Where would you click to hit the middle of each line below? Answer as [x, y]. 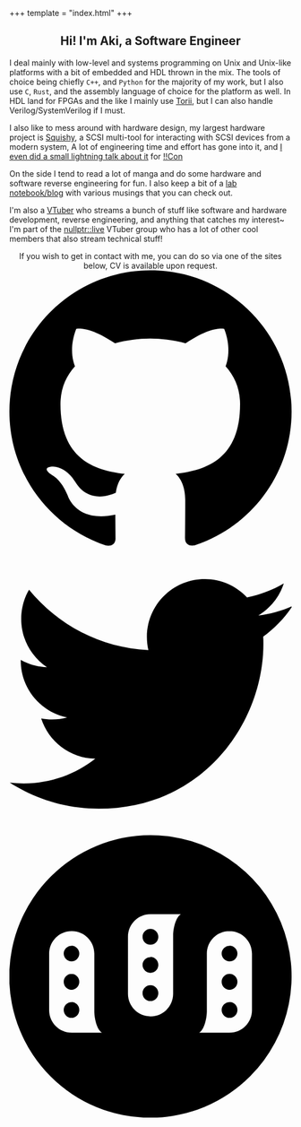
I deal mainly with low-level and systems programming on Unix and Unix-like [150, 63]
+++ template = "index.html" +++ [71, 13]
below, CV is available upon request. [150, 265]
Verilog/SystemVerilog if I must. [67, 110]
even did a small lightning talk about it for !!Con [96, 156]
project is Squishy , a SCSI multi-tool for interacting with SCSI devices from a [150, 137]
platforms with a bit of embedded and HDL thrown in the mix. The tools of [145, 72]
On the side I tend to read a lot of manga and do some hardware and [135, 173]
